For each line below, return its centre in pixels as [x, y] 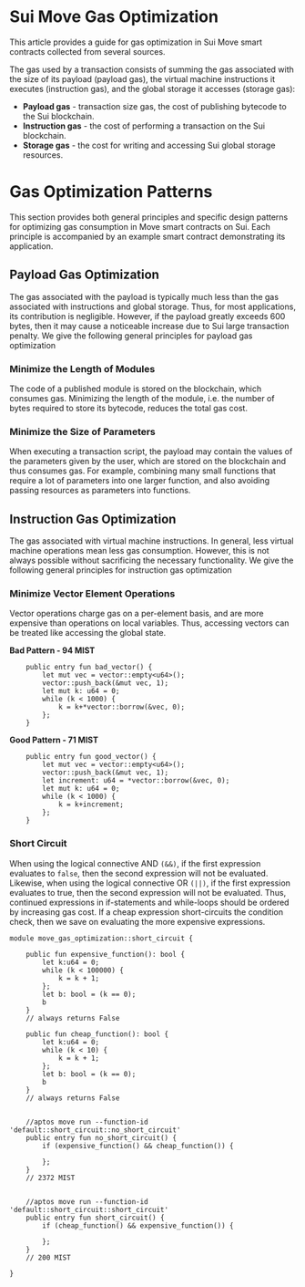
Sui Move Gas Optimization [114, 17]
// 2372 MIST [51, 1178]
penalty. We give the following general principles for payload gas [131, 336]
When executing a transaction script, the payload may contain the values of [151, 451]
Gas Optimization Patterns [111, 192]
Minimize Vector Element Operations [92, 594]
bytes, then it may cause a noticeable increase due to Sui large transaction [149, 326]
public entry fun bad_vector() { [89, 668]
